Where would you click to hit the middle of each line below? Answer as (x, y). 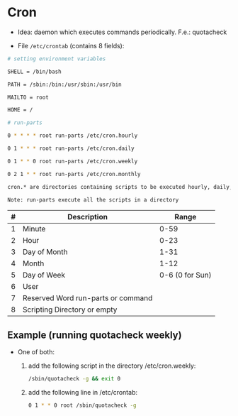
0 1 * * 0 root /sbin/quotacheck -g (82, 405)
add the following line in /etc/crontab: (83, 393)
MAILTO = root (28, 97)
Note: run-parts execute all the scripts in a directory (93, 199)
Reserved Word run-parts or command (87, 298)
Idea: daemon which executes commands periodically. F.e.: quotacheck (122, 32)
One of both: (36, 352)
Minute (34, 229)
